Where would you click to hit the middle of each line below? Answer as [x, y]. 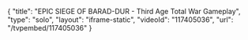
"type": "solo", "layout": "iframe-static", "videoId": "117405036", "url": [120, 20]
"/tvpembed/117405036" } [50, 28]
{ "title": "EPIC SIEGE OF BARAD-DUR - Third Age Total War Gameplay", [124, 11]
